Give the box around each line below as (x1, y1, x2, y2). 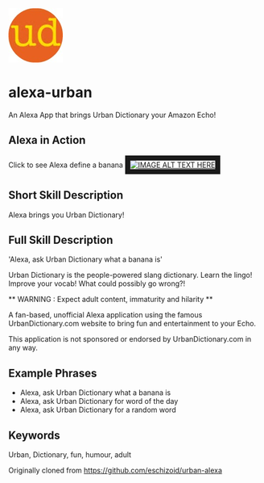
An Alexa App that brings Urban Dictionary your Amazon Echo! (8, 110, 217, 120)
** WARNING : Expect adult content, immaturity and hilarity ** (8, 295, 213, 304)
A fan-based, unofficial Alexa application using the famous (8, 310, 203, 320)
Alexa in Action (8, 133, 86, 147)
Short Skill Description (8, 188, 124, 202)
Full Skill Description (8, 233, 113, 246)
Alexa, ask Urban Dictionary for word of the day (19, 397, 179, 406)
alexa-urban (8, 83, 93, 102)
